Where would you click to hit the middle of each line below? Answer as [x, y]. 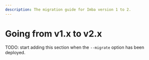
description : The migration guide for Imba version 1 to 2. [68, 10]
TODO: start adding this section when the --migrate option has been [75, 47]
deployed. [15, 52]
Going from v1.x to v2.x [54, 33]
